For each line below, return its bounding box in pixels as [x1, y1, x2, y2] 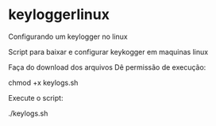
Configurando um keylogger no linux [8, 32, 129, 41]
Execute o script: [8, 93, 64, 102]
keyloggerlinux [8, 6, 110, 24]
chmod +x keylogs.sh [8, 78, 79, 87]
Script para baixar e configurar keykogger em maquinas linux [8, 47, 209, 56]
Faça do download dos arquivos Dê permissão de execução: [8, 62, 206, 72]
